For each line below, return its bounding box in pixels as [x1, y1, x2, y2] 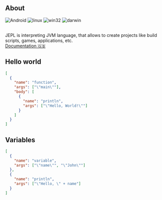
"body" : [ [14, 89, 35, 94]
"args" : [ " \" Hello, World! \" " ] [23, 103, 88, 108]
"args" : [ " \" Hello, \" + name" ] [14, 182, 81, 187]
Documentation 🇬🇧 [5, 42, 46, 49]
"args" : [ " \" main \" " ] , [14, 85, 61, 90]
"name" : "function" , [14, 80, 57, 85]
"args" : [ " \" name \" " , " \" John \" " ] [14, 163, 85, 168]
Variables [5, 136, 36, 144]
